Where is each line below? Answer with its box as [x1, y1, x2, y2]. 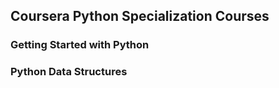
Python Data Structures [10, 65, 128, 79]
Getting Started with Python [10, 38, 150, 52]
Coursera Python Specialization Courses [10, 8, 270, 25]
